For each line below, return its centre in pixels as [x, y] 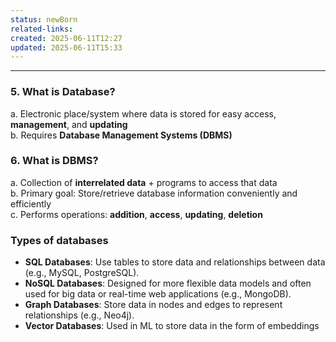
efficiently [31, 203]
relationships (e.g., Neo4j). [79, 315]
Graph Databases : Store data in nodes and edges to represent [153, 305]
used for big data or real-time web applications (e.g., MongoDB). [158, 294]
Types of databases [59, 240]
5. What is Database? [63, 92]
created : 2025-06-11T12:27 [66, 38]
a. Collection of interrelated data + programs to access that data [144, 182]
